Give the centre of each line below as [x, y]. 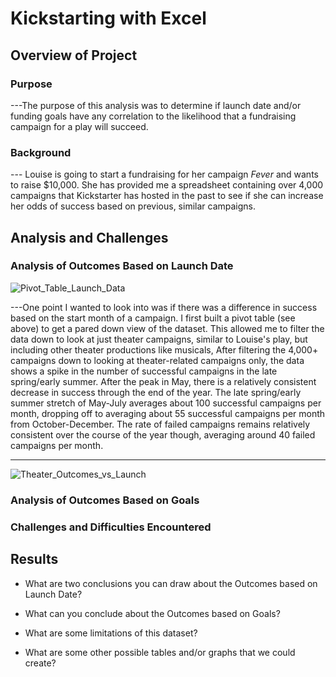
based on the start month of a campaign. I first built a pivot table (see [153, 318]
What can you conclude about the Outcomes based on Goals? [152, 613]
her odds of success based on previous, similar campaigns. [133, 206]
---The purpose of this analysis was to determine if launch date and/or [156, 105]
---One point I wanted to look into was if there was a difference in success [164, 307]
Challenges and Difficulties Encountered [111, 527]
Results [34, 559]
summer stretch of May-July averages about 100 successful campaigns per [166, 403]
